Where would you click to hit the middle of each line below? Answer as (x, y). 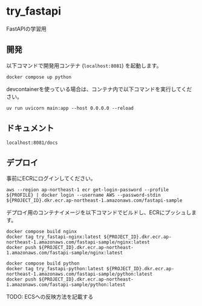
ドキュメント (30, 128)
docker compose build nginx (42, 232)
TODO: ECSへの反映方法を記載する (50, 297)
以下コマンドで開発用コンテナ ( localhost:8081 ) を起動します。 (84, 66)
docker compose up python (39, 77)
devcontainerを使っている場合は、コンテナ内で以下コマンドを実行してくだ (99, 89)
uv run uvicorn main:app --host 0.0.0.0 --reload (70, 108)
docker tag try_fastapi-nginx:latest (54, 237)
